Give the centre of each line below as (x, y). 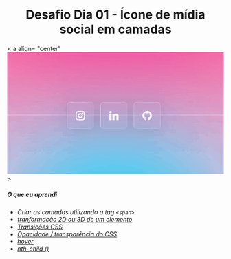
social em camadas (115, 29)
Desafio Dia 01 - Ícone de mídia (115, 15)
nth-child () (33, 249)
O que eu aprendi (32, 195)
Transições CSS (40, 227)
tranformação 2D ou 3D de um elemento (75, 219)
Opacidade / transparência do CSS (67, 234)
